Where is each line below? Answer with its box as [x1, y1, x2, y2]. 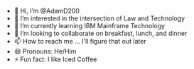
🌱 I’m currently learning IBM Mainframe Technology [14, 22, 166, 30]
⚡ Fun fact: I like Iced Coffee [14, 55, 97, 63]
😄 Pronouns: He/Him [14, 47, 77, 56]
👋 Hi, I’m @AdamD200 [14, 7, 80, 15]
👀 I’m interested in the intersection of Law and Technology [14, 14, 185, 23]
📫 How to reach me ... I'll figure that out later [14, 37, 147, 45]
